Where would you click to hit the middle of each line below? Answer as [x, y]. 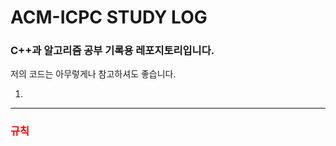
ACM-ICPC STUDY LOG [109, 17]
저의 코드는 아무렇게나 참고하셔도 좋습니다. [93, 74]
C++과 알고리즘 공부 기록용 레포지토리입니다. [112, 51]
